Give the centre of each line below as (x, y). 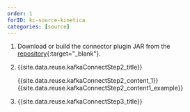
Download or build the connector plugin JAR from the (94, 47)
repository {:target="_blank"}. (59, 54)
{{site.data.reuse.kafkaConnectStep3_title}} (80, 102)
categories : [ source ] (39, 26)
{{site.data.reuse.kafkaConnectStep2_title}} (80, 67)
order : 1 (20, 14)
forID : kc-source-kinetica (46, 20)
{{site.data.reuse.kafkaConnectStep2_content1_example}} (100, 88)
